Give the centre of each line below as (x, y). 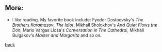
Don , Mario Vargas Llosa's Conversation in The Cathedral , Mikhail (78, 30)
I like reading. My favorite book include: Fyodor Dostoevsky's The (78, 19)
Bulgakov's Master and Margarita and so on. (57, 35)
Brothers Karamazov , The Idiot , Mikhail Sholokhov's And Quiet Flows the (85, 25)
